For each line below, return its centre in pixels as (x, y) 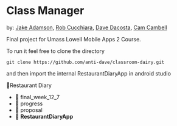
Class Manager (45, 11)
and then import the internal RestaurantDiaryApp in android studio (89, 73)
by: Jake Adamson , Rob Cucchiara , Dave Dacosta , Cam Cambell (87, 27)
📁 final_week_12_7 (37, 97)
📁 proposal (29, 110)
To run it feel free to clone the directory (56, 51)
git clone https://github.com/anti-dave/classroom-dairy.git (85, 62)
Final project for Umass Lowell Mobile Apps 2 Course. (74, 39)
